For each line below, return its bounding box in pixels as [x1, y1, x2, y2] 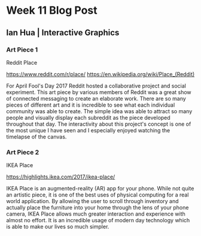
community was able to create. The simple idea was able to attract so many [6, 107, 193, 114]
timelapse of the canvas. [6, 133, 67, 140]
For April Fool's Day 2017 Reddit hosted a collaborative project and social [6, 82, 187, 89]
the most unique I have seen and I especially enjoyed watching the [6, 126, 170, 134]
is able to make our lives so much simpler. [6, 223, 109, 231]
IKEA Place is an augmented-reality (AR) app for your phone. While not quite [6, 185, 194, 192]
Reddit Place [6, 59, 38, 66]
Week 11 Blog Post [6, 4, 98, 17]
